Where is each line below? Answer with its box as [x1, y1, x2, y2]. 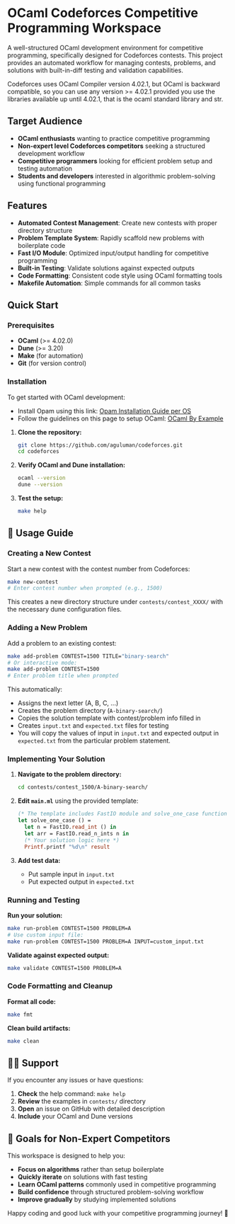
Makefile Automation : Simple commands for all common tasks [17, 278, 201, 287]
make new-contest [7, 578, 59, 585]
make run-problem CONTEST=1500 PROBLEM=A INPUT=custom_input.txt [7, 938, 204, 945]
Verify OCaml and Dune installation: [17, 461, 126, 469]
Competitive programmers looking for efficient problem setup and [17, 156, 213, 165]
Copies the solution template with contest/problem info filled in [17, 714, 201, 723]
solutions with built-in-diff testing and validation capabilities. [7, 66, 184, 74]
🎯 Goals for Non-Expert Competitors [7, 1133, 171, 1145]
